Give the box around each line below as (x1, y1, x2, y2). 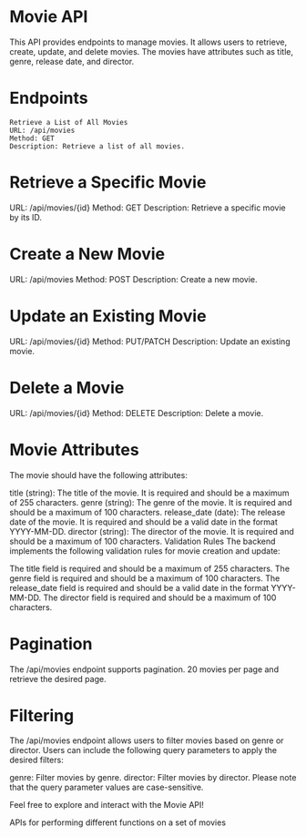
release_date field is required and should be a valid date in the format (9, 582, 270, 593)
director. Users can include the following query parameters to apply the (9, 745, 278, 756)
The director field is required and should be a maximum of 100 (43, 592, 277, 603)
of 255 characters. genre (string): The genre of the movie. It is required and (9, 496, 292, 507)
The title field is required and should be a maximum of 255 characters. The (9, 563, 290, 574)
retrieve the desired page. (9, 673, 107, 684)
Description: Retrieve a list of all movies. (9, 141, 185, 151)
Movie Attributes (9, 439, 139, 460)
